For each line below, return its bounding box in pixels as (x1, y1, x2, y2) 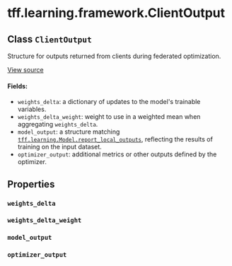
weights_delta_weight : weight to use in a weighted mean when (17, 112, 201, 121)
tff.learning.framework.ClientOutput (7, 5, 226, 21)
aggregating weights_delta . (17, 120, 98, 129)
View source (7, 66, 44, 74)
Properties (7, 178, 55, 190)
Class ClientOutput (7, 33, 92, 45)
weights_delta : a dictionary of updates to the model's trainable (17, 98, 201, 106)
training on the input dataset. (17, 143, 103, 151)
